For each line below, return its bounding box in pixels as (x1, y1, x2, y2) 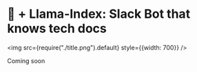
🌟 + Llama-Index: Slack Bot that (7, 6, 191, 22)
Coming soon (7, 56, 45, 64)
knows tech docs (7, 21, 107, 36)
